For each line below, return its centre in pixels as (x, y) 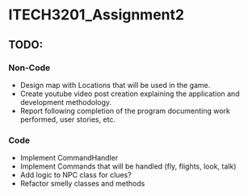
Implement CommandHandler (69, 158)
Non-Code (29, 68)
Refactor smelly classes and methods (82, 184)
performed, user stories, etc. (67, 119)
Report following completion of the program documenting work (125, 111)
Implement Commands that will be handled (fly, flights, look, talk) (128, 166)
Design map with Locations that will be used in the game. (115, 85)
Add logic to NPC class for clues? (76, 175)
